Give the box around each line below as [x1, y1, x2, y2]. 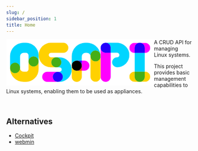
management [154, 75, 186, 83]
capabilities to [154, 81, 188, 88]
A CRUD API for [154, 39, 192, 46]
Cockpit [14, 132, 34, 139]
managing [154, 45, 178, 52]
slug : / [6, 9, 25, 15]
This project [154, 63, 183, 70]
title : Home [6, 22, 35, 28]
